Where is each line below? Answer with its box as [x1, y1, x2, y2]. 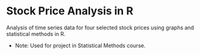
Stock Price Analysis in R [6, 4, 134, 18]
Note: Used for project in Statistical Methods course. [14, 42, 146, 49]
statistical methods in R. [6, 30, 66, 37]
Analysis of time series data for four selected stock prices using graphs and [6, 24, 195, 31]
